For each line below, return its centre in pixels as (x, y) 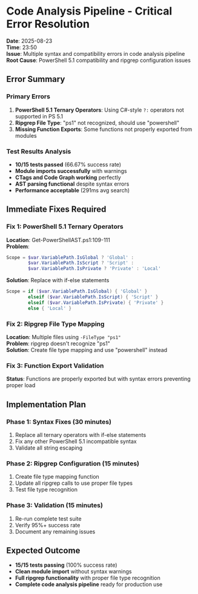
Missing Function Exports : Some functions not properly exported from (104, 129)
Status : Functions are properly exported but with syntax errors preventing (98, 379)
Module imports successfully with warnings (71, 170)
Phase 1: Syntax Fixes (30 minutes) (59, 422)
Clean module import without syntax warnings (73, 572)
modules (26, 135)
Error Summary (36, 79)
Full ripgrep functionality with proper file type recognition (87, 578)
